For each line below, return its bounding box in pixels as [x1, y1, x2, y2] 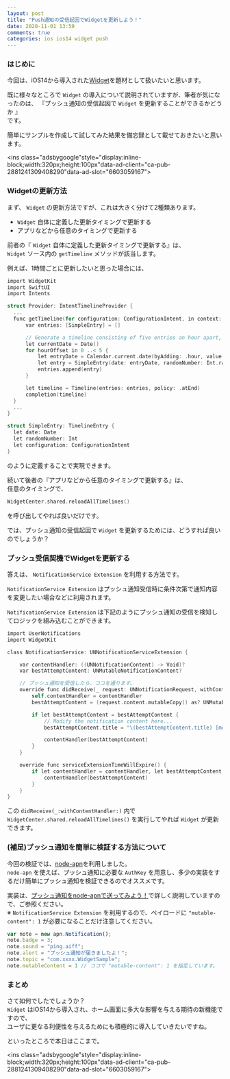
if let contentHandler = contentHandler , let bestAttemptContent [31, 768, 222, 775]
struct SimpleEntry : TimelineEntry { [7, 423, 115, 430]
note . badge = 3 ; [7, 937, 53, 944]
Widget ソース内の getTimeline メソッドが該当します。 [7, 249, 159, 258]
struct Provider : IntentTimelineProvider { [7, 303, 133, 310]
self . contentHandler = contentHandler [31, 693, 142, 699]
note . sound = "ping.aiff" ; [7, 943, 84, 950]
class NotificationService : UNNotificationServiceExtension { [7, 649, 188, 656]
